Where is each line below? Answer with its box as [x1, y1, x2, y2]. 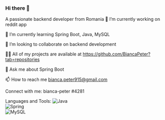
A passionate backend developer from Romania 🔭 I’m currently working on [5, 16, 160, 22]
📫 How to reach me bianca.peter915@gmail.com [5, 76, 108, 83]
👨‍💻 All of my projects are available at [5, 51, 82, 57]
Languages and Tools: [5, 98, 52, 104]
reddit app [5, 21, 27, 27]
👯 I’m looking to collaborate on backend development [5, 41, 116, 47]
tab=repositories [5, 56, 40, 63]
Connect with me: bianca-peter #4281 [5, 88, 85, 95]
